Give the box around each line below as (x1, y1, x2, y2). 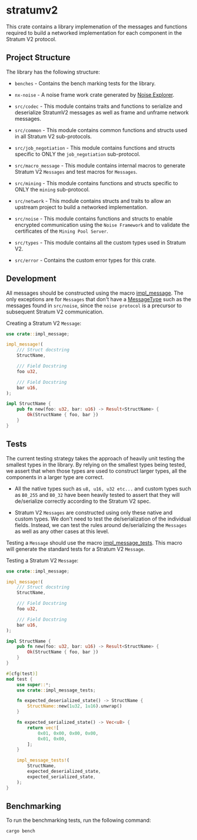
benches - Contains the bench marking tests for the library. (14, 80, 156, 87)
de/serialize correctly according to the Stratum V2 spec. (14, 498, 151, 505)
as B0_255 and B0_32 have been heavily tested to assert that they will (14, 491, 180, 498)
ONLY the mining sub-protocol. (14, 186, 90, 193)
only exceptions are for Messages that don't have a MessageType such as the (6, 295, 191, 302)
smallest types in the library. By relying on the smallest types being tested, (6, 461, 186, 468)
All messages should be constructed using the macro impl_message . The (6, 289, 183, 297)
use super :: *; (16, 681, 51, 687)
